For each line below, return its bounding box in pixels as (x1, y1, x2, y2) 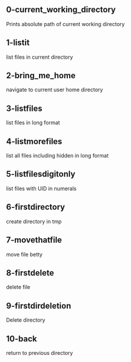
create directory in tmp (6, 217, 62, 225)
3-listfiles (6, 103, 42, 113)
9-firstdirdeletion (6, 300, 71, 310)
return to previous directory (6, 349, 73, 356)
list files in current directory (6, 53, 73, 60)
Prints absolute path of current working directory (6, 20, 125, 27)
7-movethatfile (6, 235, 62, 245)
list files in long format (6, 119, 60, 126)
